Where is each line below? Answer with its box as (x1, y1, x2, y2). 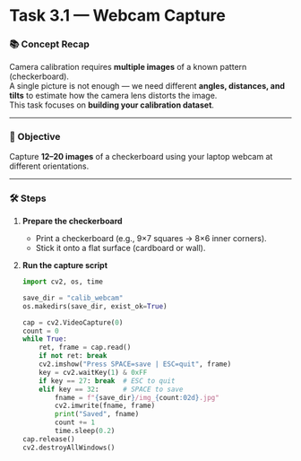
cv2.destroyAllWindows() (21, 443, 116, 452)
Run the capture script (21, 260, 108, 271)
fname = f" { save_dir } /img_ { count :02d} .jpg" (55, 393, 219, 402)
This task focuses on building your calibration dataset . (9, 100, 215, 110)
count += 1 (55, 418, 96, 427)
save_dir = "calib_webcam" (21, 293, 124, 302)
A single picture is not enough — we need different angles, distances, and (9, 81, 285, 91)
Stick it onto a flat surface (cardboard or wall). (35, 243, 206, 254)
